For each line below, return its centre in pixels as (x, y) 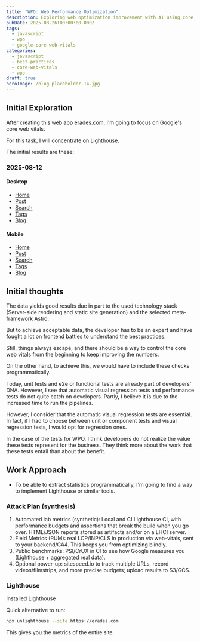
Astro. (42, 318)
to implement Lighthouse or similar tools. (65, 491)
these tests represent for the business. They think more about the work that (99, 445)
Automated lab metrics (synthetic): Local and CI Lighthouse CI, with (98, 520)
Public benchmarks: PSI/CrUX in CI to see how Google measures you (100, 551)
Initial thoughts (35, 291)
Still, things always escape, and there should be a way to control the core (96, 348)
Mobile (15, 234)
